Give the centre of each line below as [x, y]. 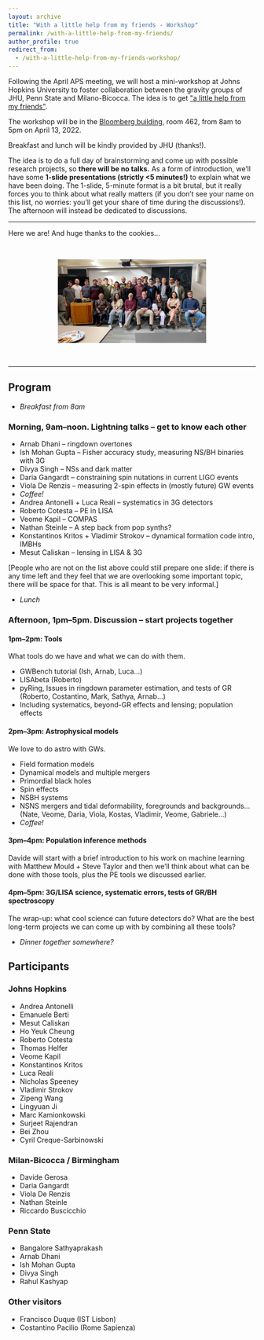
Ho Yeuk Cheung [47, 1031]
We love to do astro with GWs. [57, 749]
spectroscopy [31, 901]
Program [30, 388]
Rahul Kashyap [44, 1282]
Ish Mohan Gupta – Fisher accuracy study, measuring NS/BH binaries [132, 453]
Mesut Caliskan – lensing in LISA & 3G [81, 553]
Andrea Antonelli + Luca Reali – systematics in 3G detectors [116, 502]
